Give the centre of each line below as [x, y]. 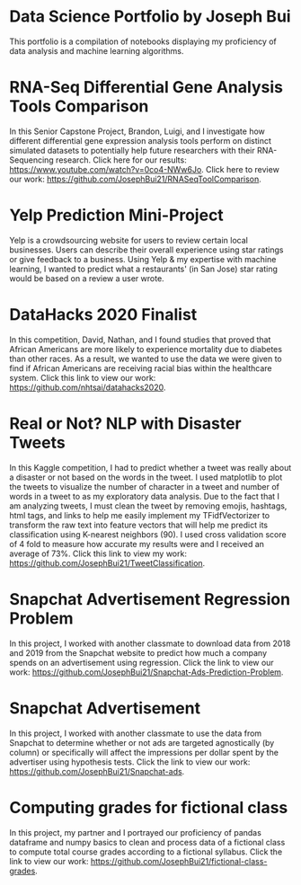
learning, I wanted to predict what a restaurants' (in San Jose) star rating [144, 269]
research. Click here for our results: [121, 160]
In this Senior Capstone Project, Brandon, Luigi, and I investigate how [137, 131]
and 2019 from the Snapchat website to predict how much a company [138, 652]
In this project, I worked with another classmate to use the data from [136, 733]
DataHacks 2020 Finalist [103, 314]
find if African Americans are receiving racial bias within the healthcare [141, 368]
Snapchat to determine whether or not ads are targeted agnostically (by [142, 742]
